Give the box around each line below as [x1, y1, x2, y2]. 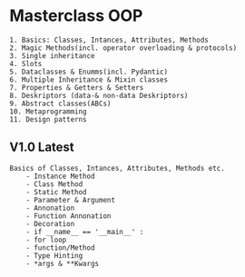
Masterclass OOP [9, 5, 143, 26]
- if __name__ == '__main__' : [25, 227, 144, 236]
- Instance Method [25, 172, 95, 181]
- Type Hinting [25, 251, 83, 260]
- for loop [25, 235, 67, 244]
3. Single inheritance [9, 51, 95, 60]
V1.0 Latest [9, 140, 74, 155]
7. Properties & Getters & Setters [9, 83, 144, 92]
